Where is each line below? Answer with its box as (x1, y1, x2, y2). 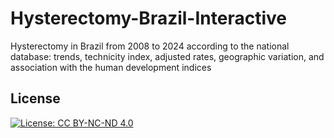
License (10, 90, 61, 107)
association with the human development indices (10, 61, 212, 73)
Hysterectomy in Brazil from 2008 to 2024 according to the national (10, 40, 290, 52)
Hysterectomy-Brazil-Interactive (10, 7, 287, 30)
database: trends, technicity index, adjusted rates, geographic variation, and (10, 50, 325, 62)
